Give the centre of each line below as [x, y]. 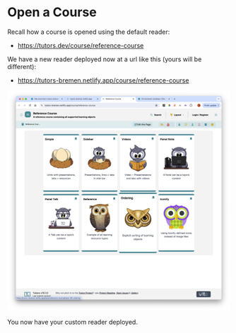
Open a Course [52, 12]
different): [22, 66]
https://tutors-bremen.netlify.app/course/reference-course [103, 80]
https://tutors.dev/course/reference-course [81, 45]
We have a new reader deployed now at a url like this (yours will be [105, 59]
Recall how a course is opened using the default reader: [89, 32]
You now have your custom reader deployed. [72, 322]
